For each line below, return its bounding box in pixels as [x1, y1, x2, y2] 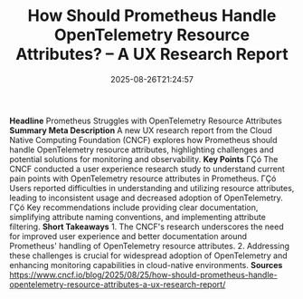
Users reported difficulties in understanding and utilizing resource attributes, [9, 182, 295, 193]
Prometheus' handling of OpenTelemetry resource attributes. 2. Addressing [9, 240, 289, 251]
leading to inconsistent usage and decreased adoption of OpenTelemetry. [9, 192, 283, 203]
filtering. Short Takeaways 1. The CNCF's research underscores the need [9, 221, 284, 232]
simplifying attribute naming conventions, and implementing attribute [9, 211, 267, 222]
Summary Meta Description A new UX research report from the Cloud [9, 124, 273, 136]
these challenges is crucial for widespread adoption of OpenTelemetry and [9, 250, 288, 261]
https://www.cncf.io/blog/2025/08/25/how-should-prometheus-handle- [9, 269, 278, 280]
